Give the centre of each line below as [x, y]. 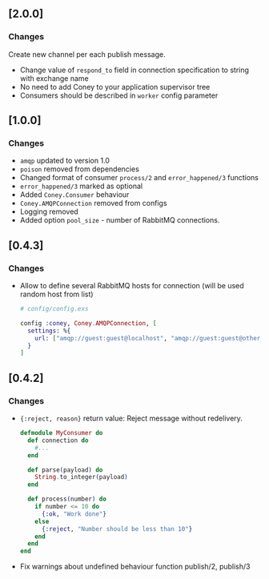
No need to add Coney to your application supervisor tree [115, 86]
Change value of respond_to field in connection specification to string [134, 70]
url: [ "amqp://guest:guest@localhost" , [101, 338]
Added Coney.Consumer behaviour [74, 195]
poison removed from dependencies [80, 169]
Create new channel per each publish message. [87, 54]
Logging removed [49, 211]
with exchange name [54, 78]
